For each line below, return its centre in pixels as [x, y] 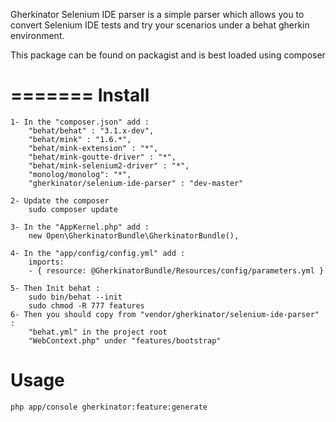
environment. [37, 35]
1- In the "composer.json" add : [80, 122]
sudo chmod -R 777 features [86, 305]
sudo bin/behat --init [75, 297]
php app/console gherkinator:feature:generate [109, 407]
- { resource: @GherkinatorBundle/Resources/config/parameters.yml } [176, 270]
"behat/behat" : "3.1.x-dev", [91, 130]
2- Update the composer [60, 200]
